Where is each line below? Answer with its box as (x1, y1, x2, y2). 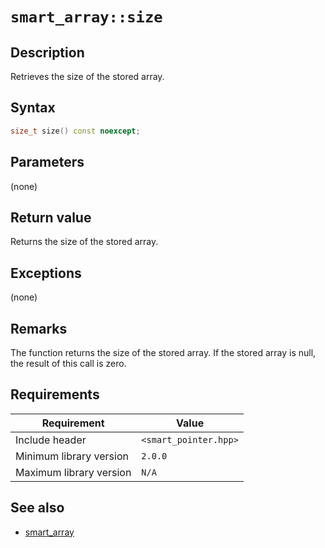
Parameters (10, 154, 85, 171)
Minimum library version (15, 449, 129, 463)
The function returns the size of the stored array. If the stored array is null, (10, 346, 317, 358)
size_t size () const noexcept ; (10, 126, 141, 136)
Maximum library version (15, 465, 132, 479)
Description (10, 44, 85, 61)
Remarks (10, 320, 68, 337)
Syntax (10, 99, 56, 117)
